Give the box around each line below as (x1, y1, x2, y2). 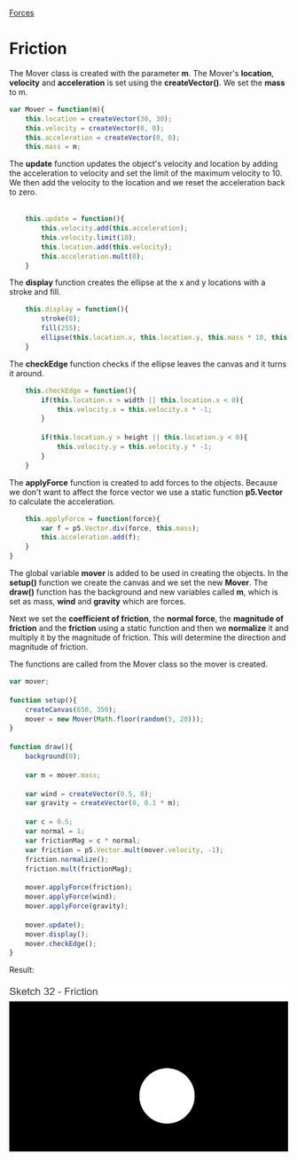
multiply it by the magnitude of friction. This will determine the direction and (9, 632, 286, 643)
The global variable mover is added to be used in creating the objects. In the (9, 568, 289, 579)
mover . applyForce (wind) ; (25, 892, 117, 902)
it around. (9, 367, 44, 378)
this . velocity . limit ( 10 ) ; (41, 233, 137, 242)
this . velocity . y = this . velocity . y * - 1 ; (56, 443, 213, 452)
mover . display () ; (25, 929, 90, 939)
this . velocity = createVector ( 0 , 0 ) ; (25, 123, 165, 132)
